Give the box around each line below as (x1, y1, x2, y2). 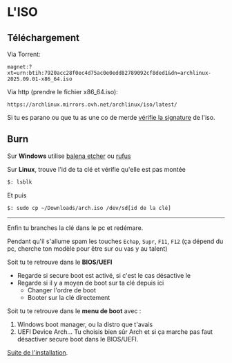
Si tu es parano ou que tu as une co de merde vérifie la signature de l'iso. (7, 114, 215, 121)
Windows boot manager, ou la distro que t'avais (17, 320, 153, 328)
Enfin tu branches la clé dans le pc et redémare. (7, 223, 144, 232)
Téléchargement (7, 32, 79, 44)
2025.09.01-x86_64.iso (7, 76, 72, 82)
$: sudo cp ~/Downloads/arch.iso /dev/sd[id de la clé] (7, 204, 171, 211)
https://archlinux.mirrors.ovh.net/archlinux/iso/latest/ (7, 101, 177, 108)
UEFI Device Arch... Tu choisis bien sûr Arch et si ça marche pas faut (17, 327, 213, 336)
